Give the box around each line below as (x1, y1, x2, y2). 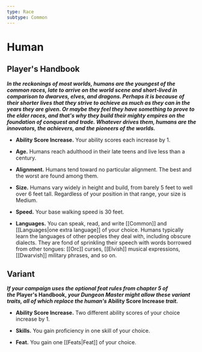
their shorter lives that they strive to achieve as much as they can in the (7, 99, 191, 106)
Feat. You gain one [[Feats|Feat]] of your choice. (15, 339, 137, 346)
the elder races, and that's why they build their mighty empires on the (7, 112, 185, 119)
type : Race (7, 8, 34, 15)
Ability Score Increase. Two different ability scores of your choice (15, 309, 180, 317)
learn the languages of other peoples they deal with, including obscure (15, 232, 191, 240)
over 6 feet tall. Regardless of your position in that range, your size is (15, 190, 186, 197)
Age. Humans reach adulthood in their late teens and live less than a (15, 148, 185, 155)
